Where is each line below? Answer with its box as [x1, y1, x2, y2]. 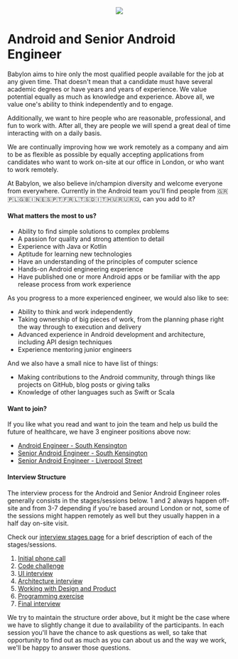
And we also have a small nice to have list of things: [7, 359, 158, 368]
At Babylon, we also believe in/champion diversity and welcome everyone [7, 178, 223, 188]
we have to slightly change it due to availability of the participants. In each [7, 621, 225, 629]
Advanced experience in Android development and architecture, [17, 331, 206, 339]
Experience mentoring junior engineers [17, 345, 132, 354]
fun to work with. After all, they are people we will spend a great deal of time [7, 121, 231, 129]
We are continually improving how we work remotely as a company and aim [7, 142, 229, 151]
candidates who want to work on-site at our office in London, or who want [7, 157, 225, 166]
